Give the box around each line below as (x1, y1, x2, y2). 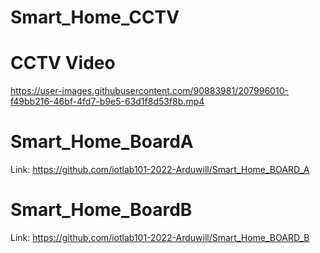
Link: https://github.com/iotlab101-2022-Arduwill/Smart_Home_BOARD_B (10, 232, 310, 243)
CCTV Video (10, 52, 116, 75)
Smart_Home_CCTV (10, 6, 180, 29)
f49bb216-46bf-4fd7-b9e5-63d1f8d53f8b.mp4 (10, 96, 205, 108)
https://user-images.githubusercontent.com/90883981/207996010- (10, 85, 289, 97)
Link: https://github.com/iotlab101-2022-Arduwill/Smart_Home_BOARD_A (10, 164, 310, 176)
